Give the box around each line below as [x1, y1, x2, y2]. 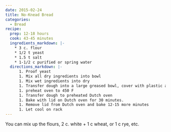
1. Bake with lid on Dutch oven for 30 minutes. [18, 97, 124, 102]
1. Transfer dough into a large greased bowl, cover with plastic [18, 83, 163, 88]
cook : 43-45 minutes [10, 36, 53, 41]
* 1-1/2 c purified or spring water [14, 60, 93, 65]
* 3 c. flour [14, 45, 42, 50]
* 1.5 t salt [14, 55, 42, 60]
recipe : [5, 27, 22, 32]
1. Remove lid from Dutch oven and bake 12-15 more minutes [18, 102, 149, 108]
